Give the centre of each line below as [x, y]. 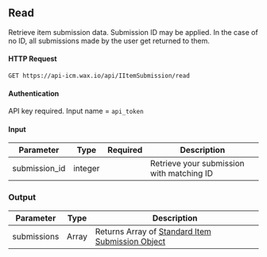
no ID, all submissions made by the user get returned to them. [109, 41]
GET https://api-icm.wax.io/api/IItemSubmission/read [99, 76]
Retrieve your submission [197, 164]
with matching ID [181, 173]
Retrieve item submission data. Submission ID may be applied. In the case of [133, 32]
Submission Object [130, 241]
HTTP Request [33, 59]
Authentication [34, 93]
